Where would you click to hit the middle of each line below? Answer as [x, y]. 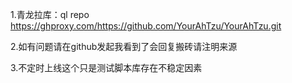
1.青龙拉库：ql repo [50, 14]
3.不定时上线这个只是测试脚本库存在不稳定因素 [106, 67]
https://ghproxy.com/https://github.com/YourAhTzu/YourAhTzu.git [146, 26]
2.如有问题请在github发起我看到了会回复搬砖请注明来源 [124, 46]
